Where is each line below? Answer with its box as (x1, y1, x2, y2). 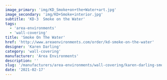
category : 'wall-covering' (5, 49, 61, 54)
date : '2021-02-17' (5, 68, 46, 73)
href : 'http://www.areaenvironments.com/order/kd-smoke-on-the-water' (5, 40, 155, 45)
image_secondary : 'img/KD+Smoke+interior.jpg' (5, 12, 103, 17)
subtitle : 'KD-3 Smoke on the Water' (5, 16, 85, 21)
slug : (5, 63, 16, 68)
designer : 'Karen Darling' (5, 44, 61, 49)
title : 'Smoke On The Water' (5, 35, 66, 40)
